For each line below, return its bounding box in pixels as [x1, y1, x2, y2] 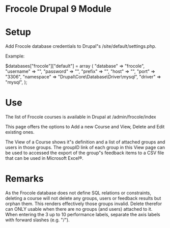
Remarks [5, 173, 44, 185]
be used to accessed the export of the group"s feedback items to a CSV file [5, 150, 164, 156]
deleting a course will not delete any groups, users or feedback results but [5, 195, 161, 201]
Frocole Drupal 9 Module [5, 3, 112, 15]
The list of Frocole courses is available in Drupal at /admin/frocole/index [5, 114, 156, 120]
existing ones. [5, 129, 35, 135]
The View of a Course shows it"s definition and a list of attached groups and [5, 139, 165, 145]
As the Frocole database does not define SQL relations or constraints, [5, 190, 152, 196]
